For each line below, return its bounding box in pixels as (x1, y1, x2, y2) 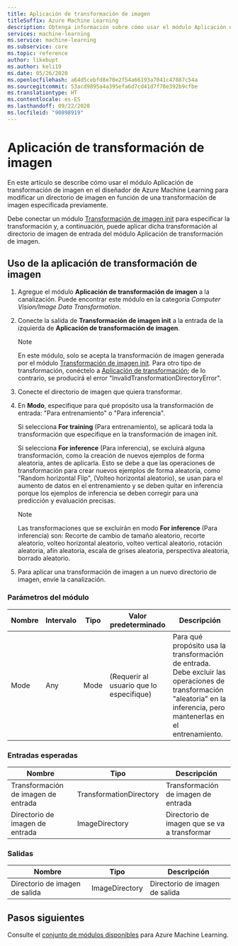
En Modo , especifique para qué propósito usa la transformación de (17, 401, 214, 409)
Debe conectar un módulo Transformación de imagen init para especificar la (7, 214, 230, 223)
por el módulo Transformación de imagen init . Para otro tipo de (17, 358, 202, 367)
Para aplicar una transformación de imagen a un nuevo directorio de (17, 567, 217, 576)
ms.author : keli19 (7, 63, 62, 70)
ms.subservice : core (7, 43, 69, 50)
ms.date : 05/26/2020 (7, 69, 69, 76)
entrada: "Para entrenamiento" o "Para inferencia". (17, 409, 165, 417)
